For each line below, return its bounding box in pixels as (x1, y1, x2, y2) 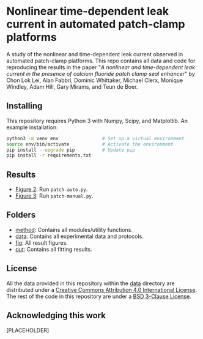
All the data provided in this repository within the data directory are (6, 280, 175, 287)
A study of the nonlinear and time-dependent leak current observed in (6, 50, 183, 58)
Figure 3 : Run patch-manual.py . (15, 192, 94, 199)
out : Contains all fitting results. (15, 245, 93, 253)
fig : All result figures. (15, 239, 68, 246)
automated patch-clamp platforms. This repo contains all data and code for (6, 57, 196, 64)
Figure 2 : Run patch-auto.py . (15, 185, 88, 193)
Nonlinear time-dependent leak (6, 4, 169, 18)
